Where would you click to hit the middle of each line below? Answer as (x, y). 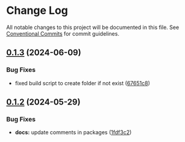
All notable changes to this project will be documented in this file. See (93, 27)
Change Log (37, 11)
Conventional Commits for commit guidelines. (63, 33)
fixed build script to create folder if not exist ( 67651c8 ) (83, 83)
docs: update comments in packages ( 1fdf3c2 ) (73, 132)
